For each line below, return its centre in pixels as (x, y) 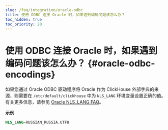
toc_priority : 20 (24, 24)
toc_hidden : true (24, 19)
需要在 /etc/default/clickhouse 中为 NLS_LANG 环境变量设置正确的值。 (92, 96)
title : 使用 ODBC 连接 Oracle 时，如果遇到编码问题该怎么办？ (65, 15)
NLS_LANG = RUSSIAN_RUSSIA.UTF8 (37, 122)
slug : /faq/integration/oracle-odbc (44, 10)
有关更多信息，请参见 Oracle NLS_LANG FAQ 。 (54, 102)
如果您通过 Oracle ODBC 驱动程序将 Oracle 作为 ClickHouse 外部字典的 (80, 89)
